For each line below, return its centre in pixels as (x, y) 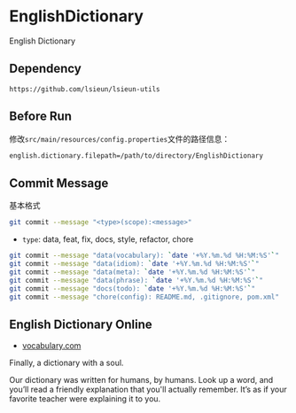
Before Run (41, 117)
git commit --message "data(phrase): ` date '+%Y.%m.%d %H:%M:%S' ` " (136, 280)
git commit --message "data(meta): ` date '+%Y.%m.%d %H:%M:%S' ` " (132, 272)
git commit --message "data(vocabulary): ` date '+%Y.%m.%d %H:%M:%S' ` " (144, 256)
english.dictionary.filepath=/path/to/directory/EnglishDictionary (136, 156)
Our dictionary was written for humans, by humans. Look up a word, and (141, 380)
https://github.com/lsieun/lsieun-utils (85, 89)
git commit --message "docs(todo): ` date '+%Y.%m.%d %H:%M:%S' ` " (132, 288)
